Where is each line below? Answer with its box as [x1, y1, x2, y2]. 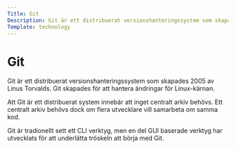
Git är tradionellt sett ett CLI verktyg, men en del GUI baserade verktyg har [7, 127, 223, 135]
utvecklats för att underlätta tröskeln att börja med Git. [7, 134, 164, 143]
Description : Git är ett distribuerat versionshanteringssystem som [7, 17, 212, 24]
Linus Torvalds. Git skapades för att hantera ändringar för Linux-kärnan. [7, 84, 216, 93]
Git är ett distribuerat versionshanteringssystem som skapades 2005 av [7, 77, 214, 85]
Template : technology [7, 23, 71, 30]
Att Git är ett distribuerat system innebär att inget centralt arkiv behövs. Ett [7, 98, 223, 106]
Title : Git [7, 10, 39, 18]
